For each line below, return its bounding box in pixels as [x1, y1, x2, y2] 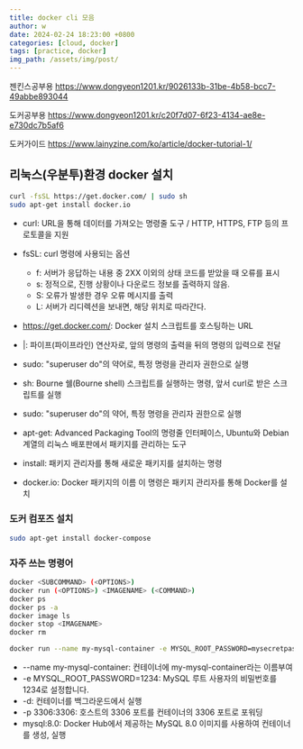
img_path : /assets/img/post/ [9, 55, 119, 64]
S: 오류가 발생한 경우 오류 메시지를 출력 [35, 289, 174, 300]
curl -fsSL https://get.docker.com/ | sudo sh [9, 191, 188, 201]
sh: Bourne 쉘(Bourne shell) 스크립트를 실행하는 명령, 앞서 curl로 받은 [22, 378, 271, 388]
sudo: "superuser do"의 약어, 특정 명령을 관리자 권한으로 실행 [22, 407, 242, 419]
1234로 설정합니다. [22, 684, 89, 695]
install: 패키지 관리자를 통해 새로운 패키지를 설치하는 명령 [22, 457, 223, 469]
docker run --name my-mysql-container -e [9, 644, 168, 653]
